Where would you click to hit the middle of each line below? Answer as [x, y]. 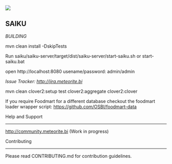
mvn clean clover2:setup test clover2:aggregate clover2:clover [71, 91]
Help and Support [24, 116]
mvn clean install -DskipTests [36, 46]
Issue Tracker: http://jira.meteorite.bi [44, 81]
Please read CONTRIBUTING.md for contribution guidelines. [69, 156]
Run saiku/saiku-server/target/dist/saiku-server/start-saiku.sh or [73, 56]
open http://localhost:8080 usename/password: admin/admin [70, 71]
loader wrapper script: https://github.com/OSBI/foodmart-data [71, 107]
